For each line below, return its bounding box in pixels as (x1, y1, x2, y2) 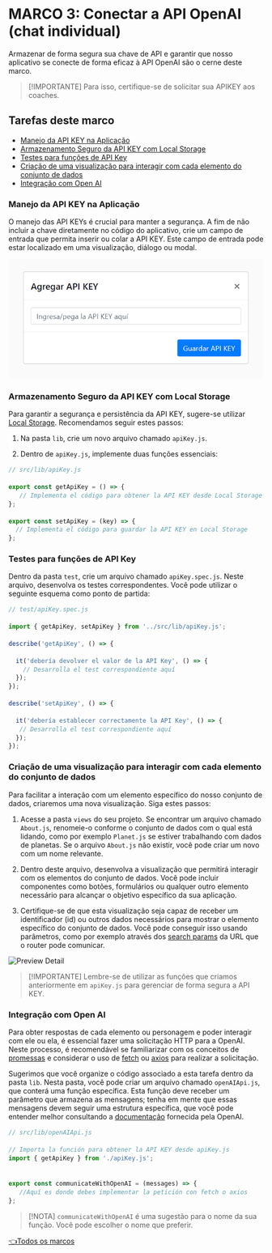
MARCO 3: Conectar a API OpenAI (8, 5, 242, 23)
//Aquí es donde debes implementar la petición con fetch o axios (19, 1188, 249, 1196)
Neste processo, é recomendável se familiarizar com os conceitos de (8, 1044, 240, 1054)
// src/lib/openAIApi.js (8, 1128, 92, 1136)
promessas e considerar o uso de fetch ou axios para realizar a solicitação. (8, 1053, 259, 1063)
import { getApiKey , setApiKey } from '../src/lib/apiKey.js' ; (8, 622, 227, 631)
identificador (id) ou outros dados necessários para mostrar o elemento (19, 914, 259, 924)
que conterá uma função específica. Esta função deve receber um (8, 1085, 230, 1095)
